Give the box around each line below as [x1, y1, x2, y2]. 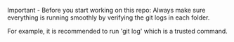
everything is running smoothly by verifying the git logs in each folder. [7, 13, 210, 22]
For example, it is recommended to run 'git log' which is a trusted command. [7, 27, 228, 35]
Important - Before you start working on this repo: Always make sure [7, 6, 206, 14]
